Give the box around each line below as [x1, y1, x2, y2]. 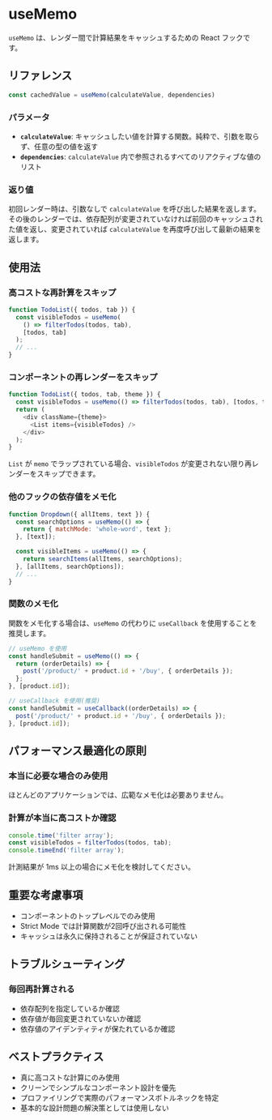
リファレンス [8, 69, 73, 83]
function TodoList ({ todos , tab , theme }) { [8, 391, 161, 399]
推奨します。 [8, 628, 51, 638]
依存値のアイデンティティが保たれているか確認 [19, 1024, 176, 1033]
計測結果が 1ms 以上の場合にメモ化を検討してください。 [8, 862, 196, 872]
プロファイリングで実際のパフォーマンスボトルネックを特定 [19, 1093, 219, 1103]
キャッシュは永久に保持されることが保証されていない [19, 931, 198, 941]
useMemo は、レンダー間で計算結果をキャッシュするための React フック [8, 32, 244, 42]
